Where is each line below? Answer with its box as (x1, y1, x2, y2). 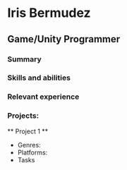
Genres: (17, 140, 41, 149)
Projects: (7, 111, 40, 121)
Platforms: (17, 148, 48, 157)
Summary (7, 54, 42, 64)
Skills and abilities (7, 73, 71, 83)
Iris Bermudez (7, 5, 91, 21)
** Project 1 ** (7, 127, 49, 135)
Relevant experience (7, 92, 80, 102)
